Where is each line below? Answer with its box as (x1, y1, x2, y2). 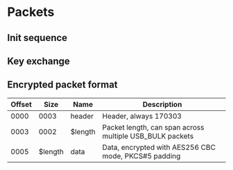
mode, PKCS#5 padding (102, 151, 181, 160)
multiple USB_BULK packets (102, 131, 194, 141)
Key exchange (7, 55, 71, 67)
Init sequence (7, 32, 68, 44)
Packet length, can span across (102, 122, 205, 132)
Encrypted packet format (7, 79, 118, 91)
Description (142, 99, 182, 109)
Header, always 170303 (102, 111, 182, 121)
